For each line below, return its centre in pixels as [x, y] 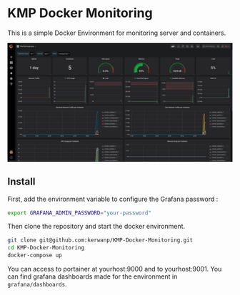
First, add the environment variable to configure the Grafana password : [113, 199]
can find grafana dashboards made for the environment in [92, 276]
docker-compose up [35, 255]
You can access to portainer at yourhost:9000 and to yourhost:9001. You [115, 269]
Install [21, 182]
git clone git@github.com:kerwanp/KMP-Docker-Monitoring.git [100, 240]
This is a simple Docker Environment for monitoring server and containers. [117, 33]
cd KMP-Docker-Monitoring [46, 248]
